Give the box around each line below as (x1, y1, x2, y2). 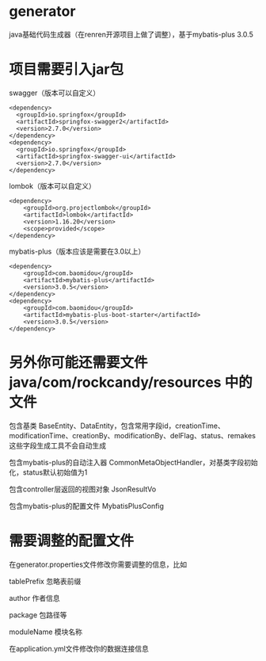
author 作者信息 (9, 593, 60, 602)
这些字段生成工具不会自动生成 (9, 441, 106, 450)
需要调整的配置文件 (9, 532, 135, 549)
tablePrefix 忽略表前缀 (9, 576, 82, 586)
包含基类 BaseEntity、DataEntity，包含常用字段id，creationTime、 (9, 421, 225, 430)
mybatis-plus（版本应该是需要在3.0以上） (9, 246, 146, 256)
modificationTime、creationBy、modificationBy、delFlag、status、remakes (9, 430, 256, 440)
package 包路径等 (9, 609, 67, 620)
